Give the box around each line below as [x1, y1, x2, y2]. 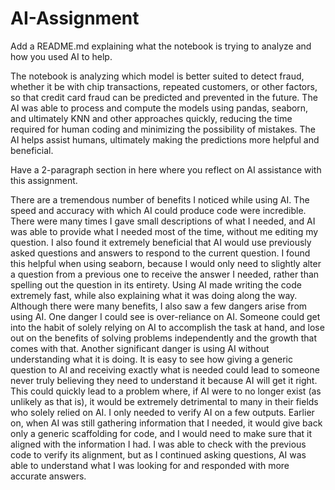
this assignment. [10, 174, 78, 186]
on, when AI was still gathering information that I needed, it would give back [10, 417, 323, 429]
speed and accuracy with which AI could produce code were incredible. [10, 204, 307, 216]
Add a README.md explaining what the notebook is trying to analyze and [10, 40, 312, 52]
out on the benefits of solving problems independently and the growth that [10, 332, 317, 344]
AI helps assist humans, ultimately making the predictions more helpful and [10, 133, 320, 146]
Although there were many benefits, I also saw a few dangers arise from [10, 300, 308, 312]
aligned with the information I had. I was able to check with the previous [10, 438, 307, 450]
